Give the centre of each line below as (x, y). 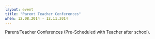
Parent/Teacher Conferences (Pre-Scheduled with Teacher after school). (78, 32)
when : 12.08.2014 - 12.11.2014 (37, 18)
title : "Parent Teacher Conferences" (43, 14)
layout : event (19, 9)
